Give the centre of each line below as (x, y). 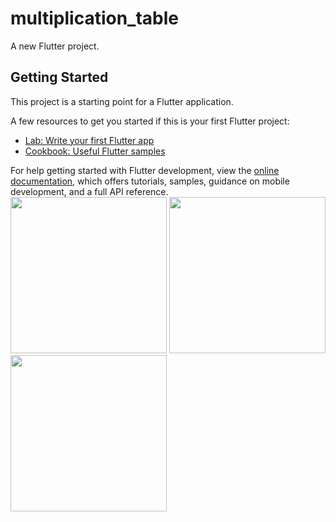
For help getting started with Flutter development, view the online (145, 170)
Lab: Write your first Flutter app (89, 140)
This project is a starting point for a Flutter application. (122, 101)
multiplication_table (94, 18)
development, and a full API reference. (89, 191)
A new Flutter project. (55, 46)
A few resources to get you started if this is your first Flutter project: (150, 121)
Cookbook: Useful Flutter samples (95, 151)
